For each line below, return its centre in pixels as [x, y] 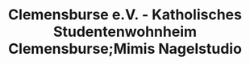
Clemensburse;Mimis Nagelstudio [125, 49]
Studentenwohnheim [125, 32]
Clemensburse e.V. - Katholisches [125, 15]
